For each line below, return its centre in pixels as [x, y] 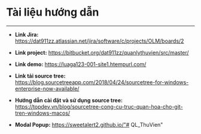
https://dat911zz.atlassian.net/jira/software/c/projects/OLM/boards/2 [99, 41]
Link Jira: [27, 34]
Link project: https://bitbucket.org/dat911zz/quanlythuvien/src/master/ [102, 52]
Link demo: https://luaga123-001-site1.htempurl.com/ [80, 64]
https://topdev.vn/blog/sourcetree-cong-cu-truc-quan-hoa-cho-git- [99, 106]
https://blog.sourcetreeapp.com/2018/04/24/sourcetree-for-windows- [102, 82]
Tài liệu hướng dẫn [53, 12]
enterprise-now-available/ [47, 88]
